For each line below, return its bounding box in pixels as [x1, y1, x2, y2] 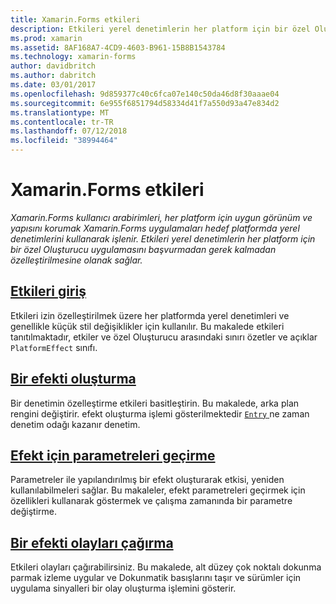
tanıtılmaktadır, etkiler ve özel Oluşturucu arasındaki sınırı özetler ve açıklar [10, 331, 318, 343]
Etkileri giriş [10, 283, 87, 300]
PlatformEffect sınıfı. [10, 341, 98, 353]
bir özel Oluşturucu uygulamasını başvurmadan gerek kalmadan [10, 243, 277, 255]
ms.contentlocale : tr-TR [10, 117, 114, 127]
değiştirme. [10, 506, 58, 518]
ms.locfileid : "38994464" [10, 136, 118, 146]
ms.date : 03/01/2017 [10, 80, 97, 90]
